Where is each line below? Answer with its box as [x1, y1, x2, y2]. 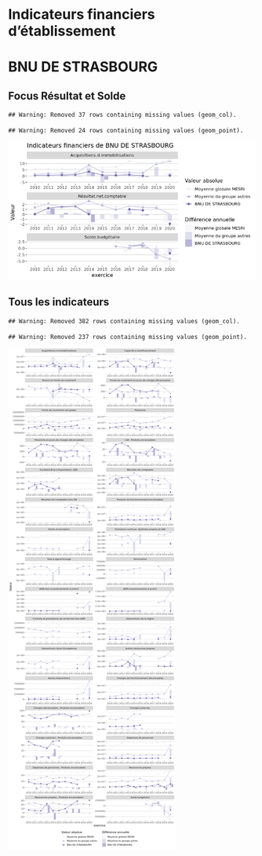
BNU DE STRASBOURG [8, 58, 158, 76]
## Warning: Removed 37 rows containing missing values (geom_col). [8, 111, 237, 119]
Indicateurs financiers [8, 5, 155, 24]
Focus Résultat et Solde [8, 89, 126, 103]
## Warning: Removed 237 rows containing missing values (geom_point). [8, 333, 247, 341]
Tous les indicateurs [8, 296, 110, 309]
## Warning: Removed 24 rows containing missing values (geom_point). [8, 127, 244, 135]
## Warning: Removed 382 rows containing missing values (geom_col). [8, 317, 241, 325]
